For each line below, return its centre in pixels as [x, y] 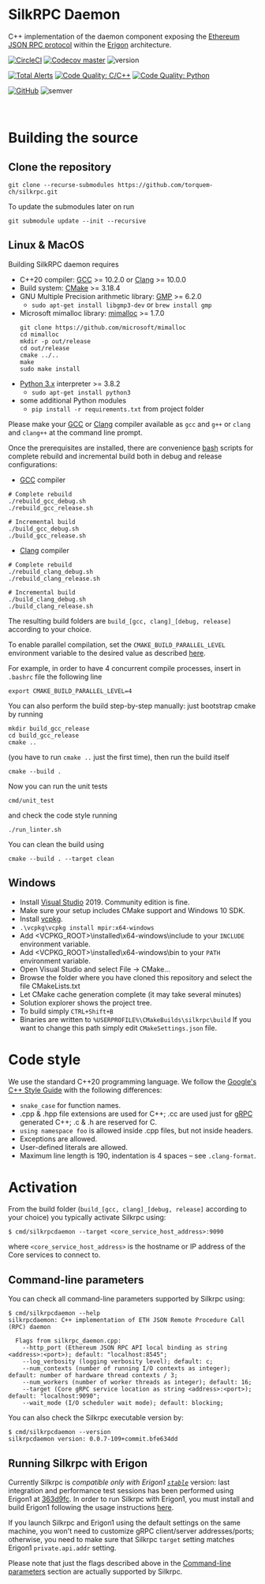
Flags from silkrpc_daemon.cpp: [69, 1341]
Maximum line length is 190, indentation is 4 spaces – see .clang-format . [138, 1155]
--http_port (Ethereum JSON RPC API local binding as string [125, 1348]
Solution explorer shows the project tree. [86, 1002]
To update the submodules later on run [71, 206]
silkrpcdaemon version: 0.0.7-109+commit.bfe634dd [93, 1439]
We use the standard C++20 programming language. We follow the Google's [132, 1081]
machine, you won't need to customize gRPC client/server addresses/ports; [131, 1531]
